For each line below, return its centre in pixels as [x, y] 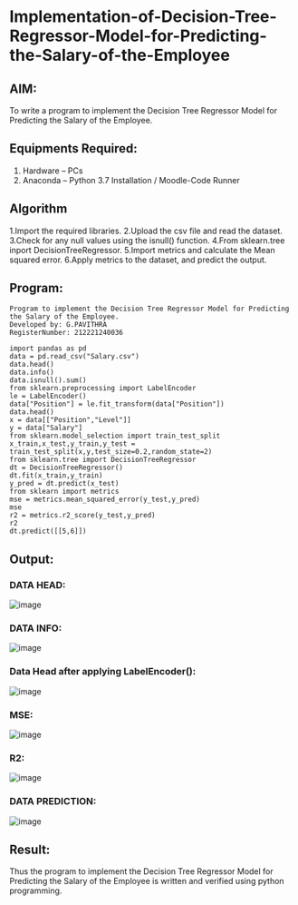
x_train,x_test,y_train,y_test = [72, 444]
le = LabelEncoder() [48, 397]
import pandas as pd [48, 349]
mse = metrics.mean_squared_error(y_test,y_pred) [105, 500]
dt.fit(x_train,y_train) [56, 476]
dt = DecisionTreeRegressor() [67, 468]
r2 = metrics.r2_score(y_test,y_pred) [82, 516]
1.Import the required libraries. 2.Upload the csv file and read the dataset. [146, 231]
